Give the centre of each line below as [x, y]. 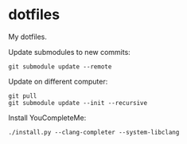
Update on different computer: [58, 81]
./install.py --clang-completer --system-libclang [94, 132]
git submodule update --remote [60, 66]
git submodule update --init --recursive [78, 103]
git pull [23, 96]
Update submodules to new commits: [70, 52]
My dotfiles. [28, 37]
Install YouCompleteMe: [47, 118]
